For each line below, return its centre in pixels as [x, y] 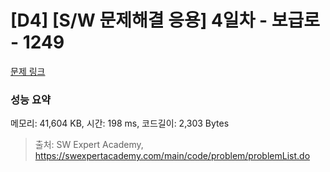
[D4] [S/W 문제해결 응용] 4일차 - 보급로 [165, 20]
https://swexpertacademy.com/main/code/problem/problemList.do [172, 156]
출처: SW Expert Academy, [89, 145]
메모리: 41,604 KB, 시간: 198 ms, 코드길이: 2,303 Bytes [120, 123]
